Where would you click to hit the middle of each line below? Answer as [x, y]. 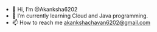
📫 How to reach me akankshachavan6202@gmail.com [81, 22]
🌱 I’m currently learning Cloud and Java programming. [80, 16]
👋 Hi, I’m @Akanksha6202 [45, 9]
